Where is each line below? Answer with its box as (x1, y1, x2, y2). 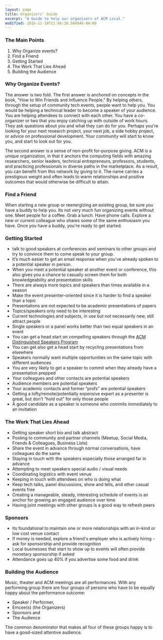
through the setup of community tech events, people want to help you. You (5, 102, 155, 108)
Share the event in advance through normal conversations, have (12, 445, 141, 451)
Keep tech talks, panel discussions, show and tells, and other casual (12, 481, 149, 487)
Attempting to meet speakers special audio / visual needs (12, 466, 127, 471)
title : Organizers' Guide (5, 12, 57, 17)
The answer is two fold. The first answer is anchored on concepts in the (5, 92, 149, 97)
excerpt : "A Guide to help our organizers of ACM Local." (5, 16, 125, 21)
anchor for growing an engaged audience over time (12, 497, 115, 503)
